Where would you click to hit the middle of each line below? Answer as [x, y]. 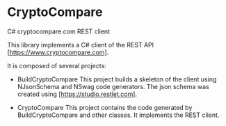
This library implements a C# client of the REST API [81, 45]
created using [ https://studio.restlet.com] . [77, 94]
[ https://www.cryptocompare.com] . [58, 52]
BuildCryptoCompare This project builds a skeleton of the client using [117, 79]
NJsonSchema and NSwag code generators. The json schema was [113, 86]
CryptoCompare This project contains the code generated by [105, 107]
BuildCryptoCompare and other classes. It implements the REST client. [118, 115]
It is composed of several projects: [57, 65]
